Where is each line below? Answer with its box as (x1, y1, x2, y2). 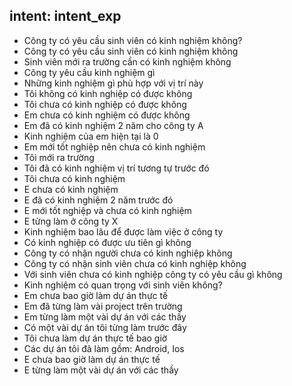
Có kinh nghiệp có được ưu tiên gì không (23, 236, 192, 248)
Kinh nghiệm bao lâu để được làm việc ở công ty (23, 225, 224, 238)
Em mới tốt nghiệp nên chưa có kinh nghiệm (23, 140, 206, 153)
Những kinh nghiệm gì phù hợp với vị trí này (23, 77, 204, 89)
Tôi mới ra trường (23, 151, 95, 163)
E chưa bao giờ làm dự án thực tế (23, 353, 161, 365)
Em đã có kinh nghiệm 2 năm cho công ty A (23, 119, 204, 131)
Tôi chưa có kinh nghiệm (23, 172, 126, 184)
